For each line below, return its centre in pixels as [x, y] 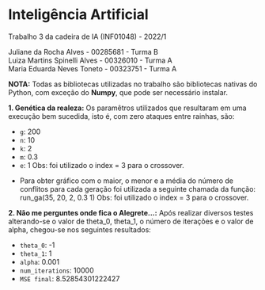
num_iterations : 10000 [57, 270]
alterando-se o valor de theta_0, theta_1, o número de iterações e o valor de [131, 221]
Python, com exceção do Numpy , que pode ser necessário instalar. [118, 92]
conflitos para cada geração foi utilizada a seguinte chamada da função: [137, 189]
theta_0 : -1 [37, 245]
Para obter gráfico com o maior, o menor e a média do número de [126, 181]
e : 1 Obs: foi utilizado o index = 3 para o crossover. [102, 165]
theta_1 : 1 [36, 253]
